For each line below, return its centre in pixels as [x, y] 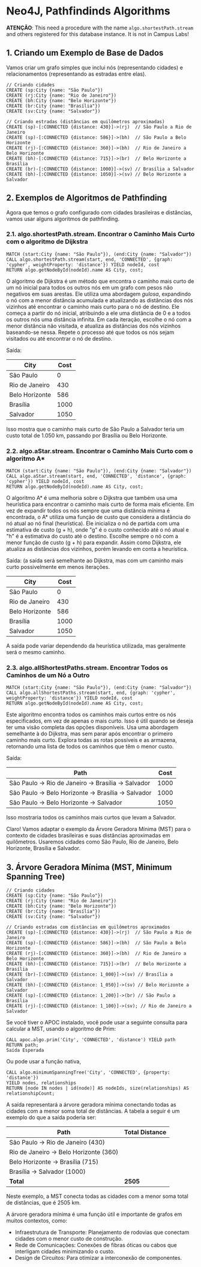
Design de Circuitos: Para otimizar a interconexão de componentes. [98, 1258]
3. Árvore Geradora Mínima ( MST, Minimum [89, 867]
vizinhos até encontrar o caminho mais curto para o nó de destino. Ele [93, 306]
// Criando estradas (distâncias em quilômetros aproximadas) [85, 121]
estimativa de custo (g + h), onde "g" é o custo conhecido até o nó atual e [97, 530]
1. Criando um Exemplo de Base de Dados [85, 53]
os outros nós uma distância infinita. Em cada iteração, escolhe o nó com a [99, 319]
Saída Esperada [25, 1050]
